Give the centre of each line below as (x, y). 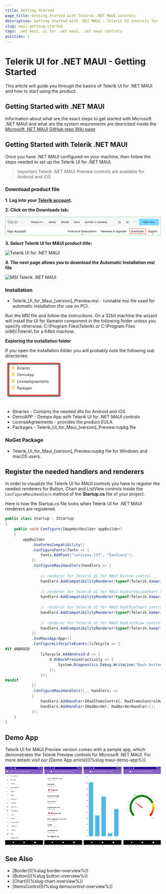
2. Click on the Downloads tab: (37, 210)
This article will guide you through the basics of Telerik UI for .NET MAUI (79, 86)
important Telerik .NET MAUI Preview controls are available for (81, 171)
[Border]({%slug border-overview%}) (50, 870)
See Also (19, 859)
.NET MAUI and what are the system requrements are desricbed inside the (81, 124)
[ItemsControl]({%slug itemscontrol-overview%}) (62, 886)
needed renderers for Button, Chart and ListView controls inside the (74, 489)
